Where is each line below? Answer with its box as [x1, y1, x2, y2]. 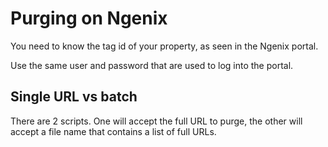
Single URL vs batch [10, 88, 138, 106]
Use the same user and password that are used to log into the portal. [10, 59, 294, 71]
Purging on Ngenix [10, 7, 168, 30]
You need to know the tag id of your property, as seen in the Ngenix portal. [10, 40, 319, 52]
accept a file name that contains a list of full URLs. [10, 125, 217, 137]
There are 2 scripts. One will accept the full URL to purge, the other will [10, 115, 303, 127]
